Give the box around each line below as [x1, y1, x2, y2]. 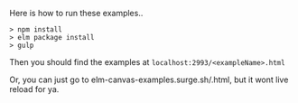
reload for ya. [9, 84, 60, 94]
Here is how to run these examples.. [9, 8, 144, 18]
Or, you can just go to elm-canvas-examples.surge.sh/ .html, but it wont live [9, 74, 289, 85]
